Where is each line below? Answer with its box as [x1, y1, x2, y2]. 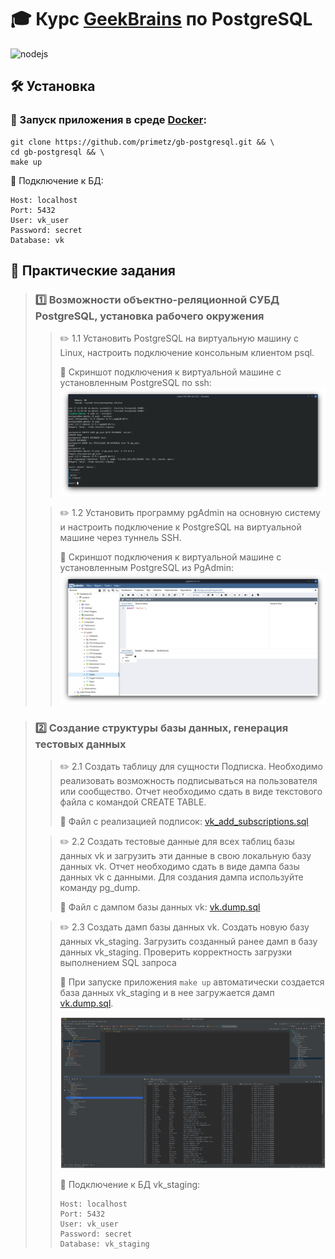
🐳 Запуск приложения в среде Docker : [10, 113, 207, 127]
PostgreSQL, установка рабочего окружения [34, 309, 265, 323]
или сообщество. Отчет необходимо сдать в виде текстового [59, 786, 323, 798]
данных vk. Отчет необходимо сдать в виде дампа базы [59, 861, 300, 873]
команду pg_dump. [59, 882, 141, 894]
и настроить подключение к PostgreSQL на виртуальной [59, 521, 302, 533]
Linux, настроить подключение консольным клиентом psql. [59, 347, 315, 359]
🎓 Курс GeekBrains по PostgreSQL [10, 8, 313, 31]
